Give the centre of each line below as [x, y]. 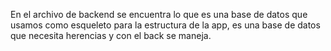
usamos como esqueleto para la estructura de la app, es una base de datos [165, 25]
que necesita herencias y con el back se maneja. [111, 35]
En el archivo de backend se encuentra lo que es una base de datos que [159, 14]
